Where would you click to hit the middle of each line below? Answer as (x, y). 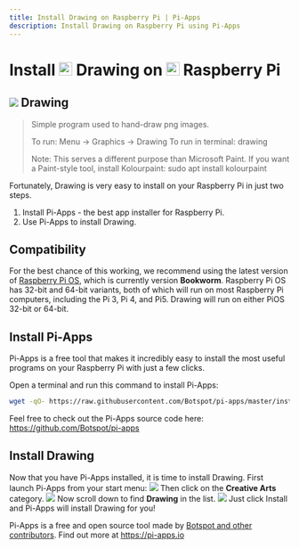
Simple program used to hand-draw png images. (120, 124)
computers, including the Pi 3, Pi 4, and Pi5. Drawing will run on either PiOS (147, 299)
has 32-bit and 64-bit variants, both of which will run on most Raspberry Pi (146, 290)
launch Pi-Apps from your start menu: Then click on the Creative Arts (143, 488)
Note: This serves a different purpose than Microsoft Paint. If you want (160, 159)
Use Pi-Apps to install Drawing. (79, 221)
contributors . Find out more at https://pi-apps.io (97, 535)
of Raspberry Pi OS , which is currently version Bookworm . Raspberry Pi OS (148, 281)
